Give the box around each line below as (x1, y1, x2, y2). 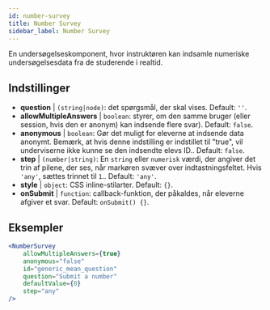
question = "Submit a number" (23, 272, 117, 280)
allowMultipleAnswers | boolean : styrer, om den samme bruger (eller (19, 111, 251, 121)
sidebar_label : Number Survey (8, 27, 111, 35)
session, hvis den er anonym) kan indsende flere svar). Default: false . (19, 120, 254, 130)
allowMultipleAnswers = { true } (23, 249, 121, 257)
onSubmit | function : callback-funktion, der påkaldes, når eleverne (19, 189, 245, 198)
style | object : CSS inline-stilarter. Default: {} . (19, 180, 174, 190)
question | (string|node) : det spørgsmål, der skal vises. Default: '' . (19, 103, 247, 113)
